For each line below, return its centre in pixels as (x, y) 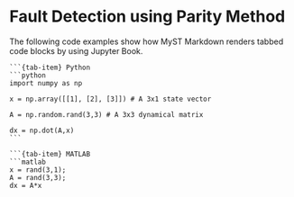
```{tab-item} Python (50, 67)
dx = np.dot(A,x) (42, 130)
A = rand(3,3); (38, 177)
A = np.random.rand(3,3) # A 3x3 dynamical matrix (106, 114)
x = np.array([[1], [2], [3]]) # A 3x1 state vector (110, 99)
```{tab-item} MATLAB (50, 154)
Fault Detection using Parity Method (147, 17)
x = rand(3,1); (38, 170)
